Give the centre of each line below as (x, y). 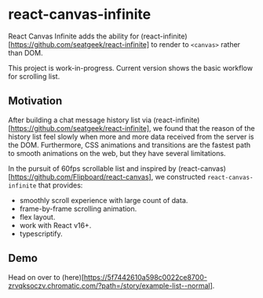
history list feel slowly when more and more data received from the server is (131, 136)
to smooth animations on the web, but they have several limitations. (117, 153)
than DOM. (26, 53)
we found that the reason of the (204, 128)
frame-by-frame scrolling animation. (78, 209)
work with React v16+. (55, 225)
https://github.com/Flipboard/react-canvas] (81, 176)
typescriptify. (41, 234)
